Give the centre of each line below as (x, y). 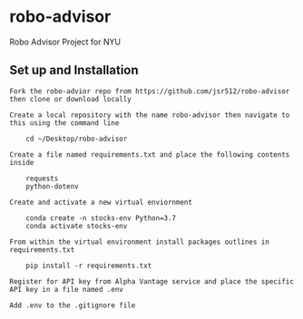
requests (42, 179)
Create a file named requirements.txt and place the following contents (150, 155)
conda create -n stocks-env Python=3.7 (101, 218)
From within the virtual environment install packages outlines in (140, 242)
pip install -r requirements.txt (89, 266)
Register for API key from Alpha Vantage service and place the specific (152, 281)
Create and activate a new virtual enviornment (101, 202)
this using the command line (64, 123)
